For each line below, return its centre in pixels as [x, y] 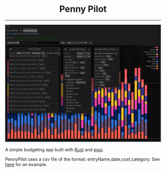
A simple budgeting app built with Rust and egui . [54, 149]
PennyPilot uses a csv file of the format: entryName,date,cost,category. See [83, 159]
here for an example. [26, 164]
